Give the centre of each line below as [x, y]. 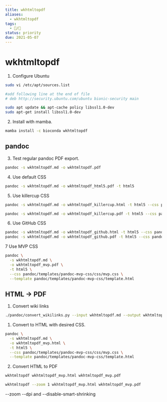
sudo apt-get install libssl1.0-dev [43, 112]
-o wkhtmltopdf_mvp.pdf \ [37, 265]
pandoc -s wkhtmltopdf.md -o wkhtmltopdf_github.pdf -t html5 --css [78, 237]
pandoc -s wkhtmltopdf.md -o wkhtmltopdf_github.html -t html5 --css [79, 232]
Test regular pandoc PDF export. [46, 158]
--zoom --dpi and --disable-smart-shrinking [50, 394]
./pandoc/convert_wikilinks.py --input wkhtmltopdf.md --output [73, 315]
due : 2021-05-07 [22, 38]
